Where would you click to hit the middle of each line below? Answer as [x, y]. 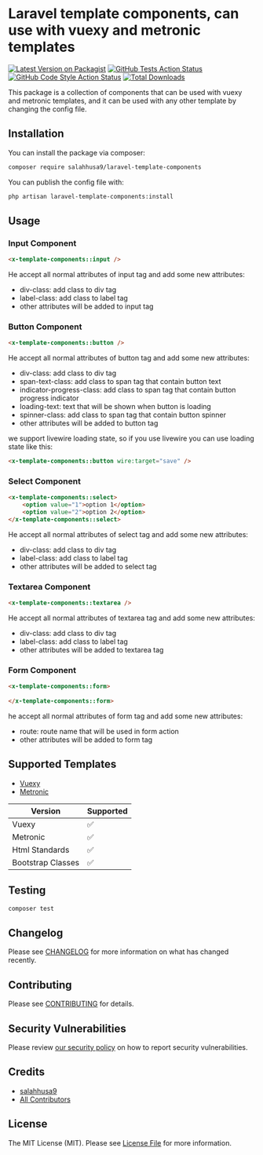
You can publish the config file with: [66, 182]
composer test [31, 908]
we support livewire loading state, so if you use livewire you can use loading [131, 439]
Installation [36, 134]
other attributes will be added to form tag [86, 740]
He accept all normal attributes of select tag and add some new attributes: [128, 534]
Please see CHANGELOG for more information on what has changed [119, 952]
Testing [27, 891]
